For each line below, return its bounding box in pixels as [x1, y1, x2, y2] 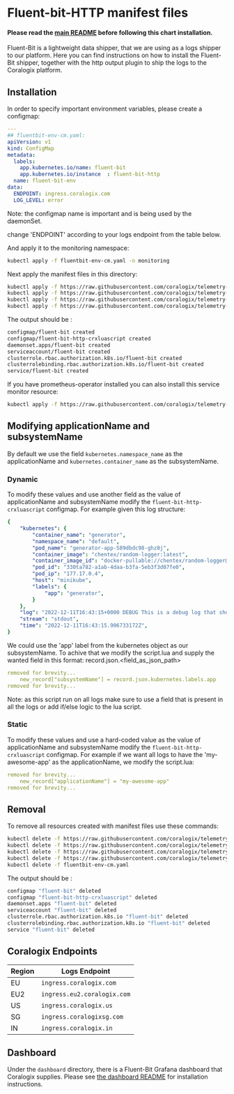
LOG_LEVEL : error [13, 196, 64, 203]
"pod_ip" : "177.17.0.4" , [32, 570, 104, 577]
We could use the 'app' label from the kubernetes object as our [7, 641, 189, 649]
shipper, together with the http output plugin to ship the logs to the [16, 58, 208, 67]
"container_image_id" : [32, 557, 98, 565]
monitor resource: [7, 388, 58, 396]
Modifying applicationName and [7, 420, 150, 432]
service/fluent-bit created [7, 368, 89, 375]
